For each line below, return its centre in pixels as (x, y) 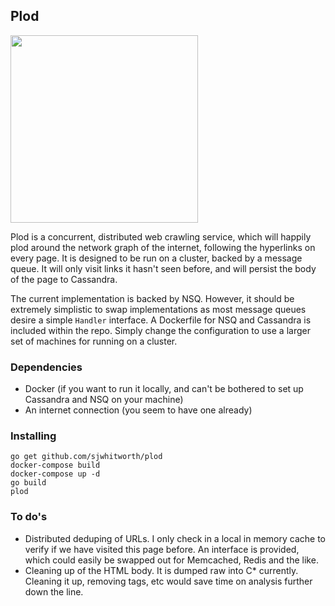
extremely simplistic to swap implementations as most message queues (158, 309)
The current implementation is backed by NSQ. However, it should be (152, 298)
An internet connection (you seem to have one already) (138, 410)
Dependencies (46, 367)
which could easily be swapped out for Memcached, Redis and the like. (171, 560)
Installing (33, 436)
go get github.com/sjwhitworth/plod (86, 457)
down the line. (54, 591)
